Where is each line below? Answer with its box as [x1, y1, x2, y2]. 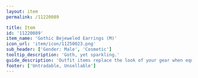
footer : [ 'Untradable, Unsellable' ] [6, 63, 96, 69]
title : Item [6, 25, 35, 30]
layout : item [6, 8, 38, 15]
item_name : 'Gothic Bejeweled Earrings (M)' [6, 36, 117, 42]
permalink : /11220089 [6, 14, 60, 20]
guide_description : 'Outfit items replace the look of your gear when [6, 57, 183, 63]
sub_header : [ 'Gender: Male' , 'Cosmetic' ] [6, 46, 112, 53]
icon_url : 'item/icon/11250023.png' [6, 41, 96, 47]
